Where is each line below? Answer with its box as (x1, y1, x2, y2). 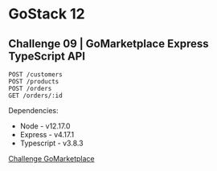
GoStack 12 (8, 5, 86, 23)
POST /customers (8, 71, 63, 79)
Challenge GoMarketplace (8, 154, 95, 163)
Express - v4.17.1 (19, 130, 75, 139)
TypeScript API (8, 49, 86, 63)
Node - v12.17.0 (19, 121, 71, 131)
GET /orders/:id (8, 92, 63, 100)
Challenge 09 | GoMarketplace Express (8, 37, 209, 51)
